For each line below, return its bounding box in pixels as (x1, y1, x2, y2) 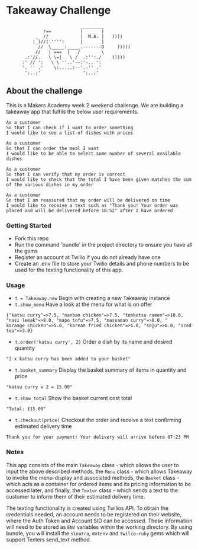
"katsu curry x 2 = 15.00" (6, 384, 73, 390)
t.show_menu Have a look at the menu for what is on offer (14, 301, 152, 308)
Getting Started (6, 221, 51, 229)
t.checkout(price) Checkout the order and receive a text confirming (14, 416, 181, 424)
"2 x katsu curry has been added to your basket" (6, 356, 131, 362)
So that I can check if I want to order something (6, 125, 134, 130)
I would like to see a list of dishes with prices (6, 130, 134, 136)
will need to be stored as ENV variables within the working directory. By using (6, 523, 193, 531)
